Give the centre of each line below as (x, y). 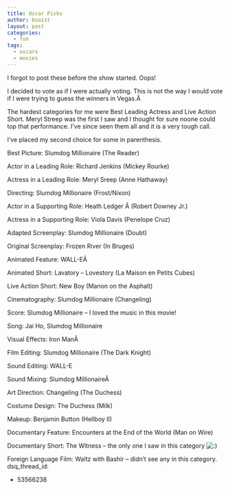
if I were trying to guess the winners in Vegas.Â (74, 98)
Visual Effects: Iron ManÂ (43, 339)
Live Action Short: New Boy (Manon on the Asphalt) (80, 286)
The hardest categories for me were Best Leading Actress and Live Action (112, 111)
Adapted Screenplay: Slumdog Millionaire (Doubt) (77, 232)
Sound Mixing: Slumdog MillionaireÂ (58, 379)
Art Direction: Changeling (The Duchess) (65, 392)
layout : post (26, 26)
